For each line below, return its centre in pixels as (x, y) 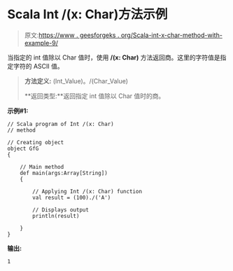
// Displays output (61, 210)
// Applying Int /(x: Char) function (87, 191)
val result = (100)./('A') (72, 197)
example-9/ (41, 43)
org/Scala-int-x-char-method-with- (171, 35)
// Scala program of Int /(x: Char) (61, 124)
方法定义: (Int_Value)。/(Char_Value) (76, 81)
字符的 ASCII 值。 (38, 66)
